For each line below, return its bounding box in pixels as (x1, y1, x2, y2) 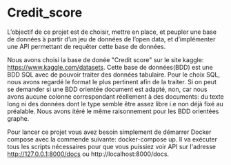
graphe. (7, 114, 30, 122)
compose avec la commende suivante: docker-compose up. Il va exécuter (7, 135, 218, 143)
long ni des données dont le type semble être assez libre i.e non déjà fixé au (7, 99, 224, 108)
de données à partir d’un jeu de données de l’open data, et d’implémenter (7, 35, 216, 43)
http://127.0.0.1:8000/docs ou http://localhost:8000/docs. (7, 150, 170, 158)
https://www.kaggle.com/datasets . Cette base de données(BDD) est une (7, 63, 213, 71)
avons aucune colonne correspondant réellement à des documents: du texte (7, 92, 224, 101)
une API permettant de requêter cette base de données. (7, 42, 166, 50)
